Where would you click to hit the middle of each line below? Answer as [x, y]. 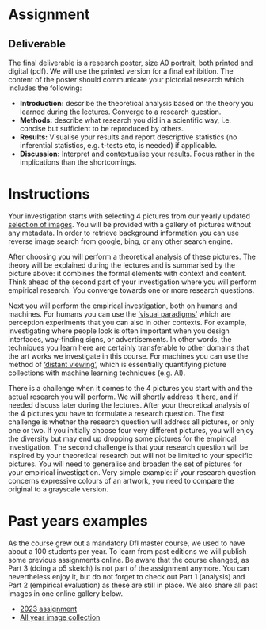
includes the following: [45, 88]
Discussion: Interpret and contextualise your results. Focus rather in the [137, 154]
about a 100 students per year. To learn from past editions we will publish [127, 551]
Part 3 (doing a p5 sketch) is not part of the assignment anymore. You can [129, 568]
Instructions [49, 194]
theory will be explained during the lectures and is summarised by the [122, 265]
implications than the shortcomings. [78, 162]
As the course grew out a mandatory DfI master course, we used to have [127, 543]
